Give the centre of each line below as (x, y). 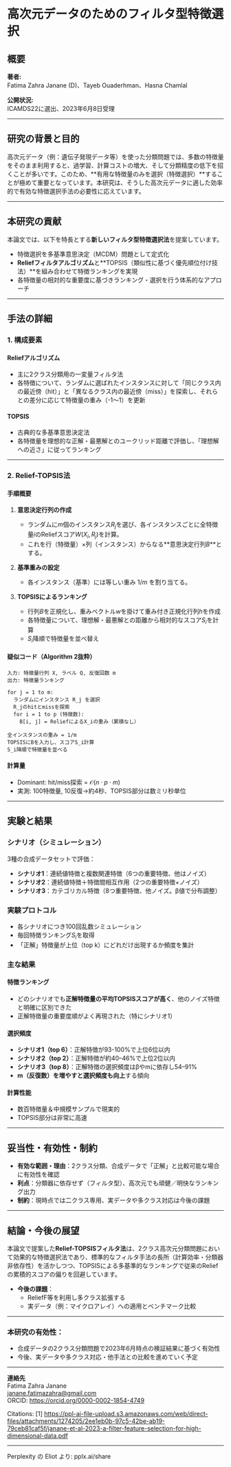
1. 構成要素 (25, 340)
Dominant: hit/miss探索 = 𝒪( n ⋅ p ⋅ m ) (68, 782)
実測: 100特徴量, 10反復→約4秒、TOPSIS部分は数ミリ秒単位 (102, 791)
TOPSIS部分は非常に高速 (52, 1118)
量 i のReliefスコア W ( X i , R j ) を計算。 (75, 535)
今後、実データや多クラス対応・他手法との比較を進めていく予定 (107, 1357)
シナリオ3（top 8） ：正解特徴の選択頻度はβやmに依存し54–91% (107, 1067)
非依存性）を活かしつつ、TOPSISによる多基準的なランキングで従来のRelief (113, 1266)
